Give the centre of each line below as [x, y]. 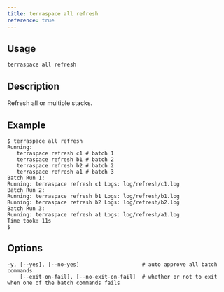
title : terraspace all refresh [53, 14]
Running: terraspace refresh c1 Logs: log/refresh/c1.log [93, 184]
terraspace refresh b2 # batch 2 [65, 165]
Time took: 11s [29, 221]
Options [25, 248]
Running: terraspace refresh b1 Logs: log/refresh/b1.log [93, 196]
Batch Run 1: [26, 178]
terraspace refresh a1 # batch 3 [65, 172]
